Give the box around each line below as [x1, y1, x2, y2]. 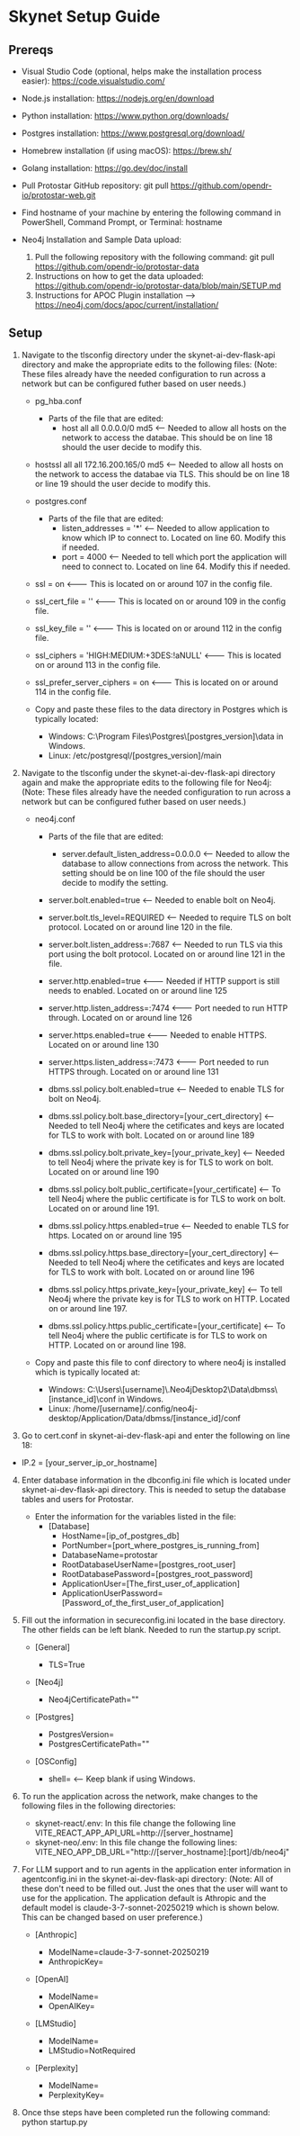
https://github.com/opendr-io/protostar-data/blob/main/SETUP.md [34, 281, 282, 291]
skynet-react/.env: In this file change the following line [34, 1817, 236, 1828]
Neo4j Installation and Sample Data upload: [21, 234, 181, 245]
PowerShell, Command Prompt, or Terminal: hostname [21, 217, 223, 227]
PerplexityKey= [48, 2089, 105, 2100]
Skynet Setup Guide [8, 6, 161, 27]
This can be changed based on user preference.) [21, 1911, 204, 1923]
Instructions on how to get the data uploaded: [34, 271, 204, 281]
